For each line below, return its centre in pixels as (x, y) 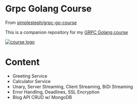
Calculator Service (31, 81)
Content (22, 62)
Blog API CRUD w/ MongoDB (42, 97)
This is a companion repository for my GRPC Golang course (67, 32)
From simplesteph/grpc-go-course (41, 22)
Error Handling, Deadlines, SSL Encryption (56, 92)
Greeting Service (30, 76)
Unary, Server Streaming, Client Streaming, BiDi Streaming (73, 86)
